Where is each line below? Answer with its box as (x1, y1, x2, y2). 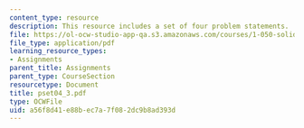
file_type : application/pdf (9, 38, 116, 48)
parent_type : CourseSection (9, 72, 116, 81)
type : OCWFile (9, 96, 63, 106)
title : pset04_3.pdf (9, 88, 88, 97)
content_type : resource (9, 13, 100, 23)
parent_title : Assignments (9, 64, 111, 73)
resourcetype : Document (9, 80, 100, 89)
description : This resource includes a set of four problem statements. (9, 22, 290, 31)
